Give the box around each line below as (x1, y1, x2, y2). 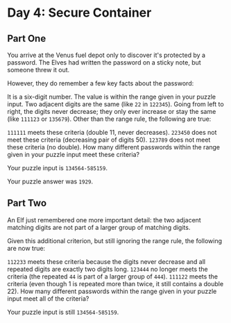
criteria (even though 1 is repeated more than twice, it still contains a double (7, 279, 224, 288)
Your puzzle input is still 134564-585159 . (7, 308, 119, 316)
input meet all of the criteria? (7, 294, 89, 303)
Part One (7, 33, 46, 44)
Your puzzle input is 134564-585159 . (7, 164, 108, 172)
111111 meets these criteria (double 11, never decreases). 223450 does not (7, 129, 217, 136)
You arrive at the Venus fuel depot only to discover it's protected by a (7, 51, 206, 59)
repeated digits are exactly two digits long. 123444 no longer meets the (7, 265, 208, 273)
